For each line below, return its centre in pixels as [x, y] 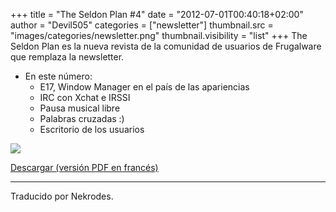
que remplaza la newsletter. [67, 57]
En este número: [58, 76]
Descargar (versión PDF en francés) [84, 167]
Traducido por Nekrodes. [62, 196]
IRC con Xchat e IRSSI [85, 97]
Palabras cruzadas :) [82, 118]
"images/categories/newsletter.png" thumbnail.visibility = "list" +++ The [159, 35]
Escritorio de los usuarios [92, 129]
